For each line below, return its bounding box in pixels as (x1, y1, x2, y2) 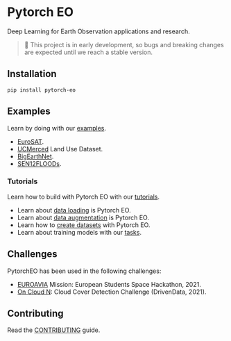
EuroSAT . (17, 137, 44, 146)
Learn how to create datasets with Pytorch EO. (17, 220, 151, 229)
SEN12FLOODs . (17, 159, 62, 167)
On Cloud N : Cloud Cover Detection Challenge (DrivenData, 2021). (17, 288, 207, 296)
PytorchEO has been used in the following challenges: (7, 267, 162, 275)
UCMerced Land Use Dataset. (17, 144, 103, 153)
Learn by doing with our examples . (7, 124, 106, 132)
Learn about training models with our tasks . (17, 228, 142, 236)
